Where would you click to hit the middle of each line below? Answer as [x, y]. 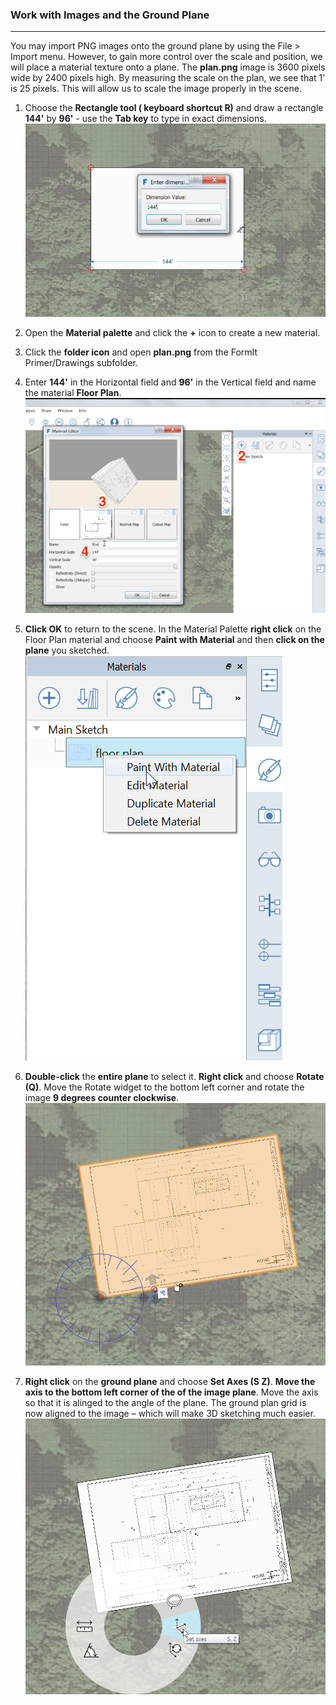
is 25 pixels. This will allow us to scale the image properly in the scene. [156, 89]
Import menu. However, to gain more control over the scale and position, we [166, 57]
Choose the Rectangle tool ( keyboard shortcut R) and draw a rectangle [174, 108]
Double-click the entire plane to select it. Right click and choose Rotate [174, 1077]
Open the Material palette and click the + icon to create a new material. [172, 332]
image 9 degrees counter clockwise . [102, 1098]
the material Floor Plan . [73, 392]
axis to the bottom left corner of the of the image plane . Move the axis [171, 1392]
